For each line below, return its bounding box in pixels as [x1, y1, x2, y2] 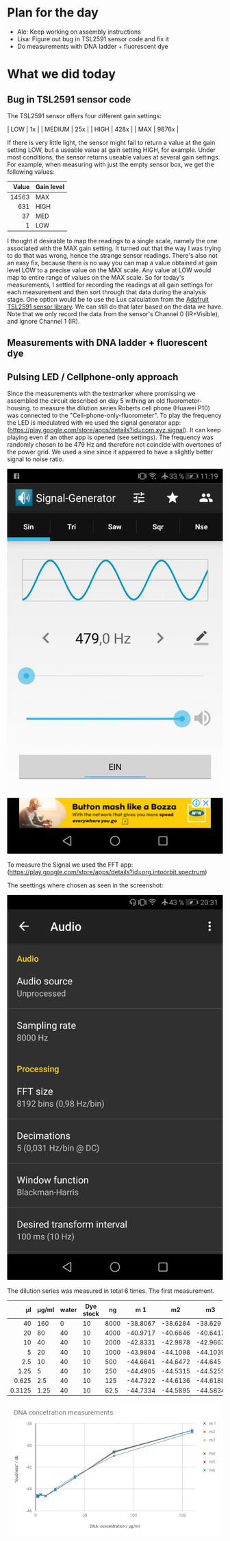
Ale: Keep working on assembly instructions [16, 27, 142, 36]
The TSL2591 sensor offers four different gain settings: [7, 111, 162, 120]
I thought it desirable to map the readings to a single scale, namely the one [7, 236, 218, 245]
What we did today [7, 67, 116, 82]
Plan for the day [7, 5, 99, 21]
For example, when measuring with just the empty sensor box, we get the [7, 160, 214, 168]
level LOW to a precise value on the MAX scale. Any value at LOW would [7, 266, 212, 274]
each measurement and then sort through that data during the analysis [7, 287, 207, 296]
